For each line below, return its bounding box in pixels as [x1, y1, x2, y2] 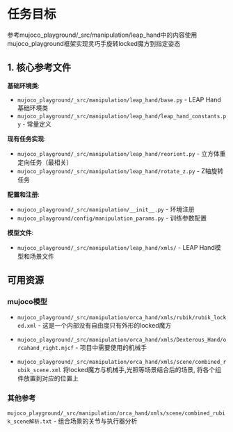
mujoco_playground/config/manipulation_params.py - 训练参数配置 [17, 214, 207, 222]
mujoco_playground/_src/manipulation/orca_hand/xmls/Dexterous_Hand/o [17, 337, 227, 344]
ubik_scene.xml [17, 367, 62, 374]
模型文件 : [7, 228, 34, 237]
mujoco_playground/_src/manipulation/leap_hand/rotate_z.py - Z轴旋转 [17, 166, 224, 175]
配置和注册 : [7, 190, 40, 198]
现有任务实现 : [7, 134, 47, 143]
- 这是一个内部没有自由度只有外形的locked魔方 [38, 321, 172, 330]
